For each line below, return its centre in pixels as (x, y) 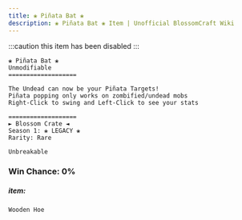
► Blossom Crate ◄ (39, 124)
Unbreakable (28, 152)
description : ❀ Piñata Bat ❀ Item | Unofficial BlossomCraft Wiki (121, 23)
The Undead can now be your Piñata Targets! (84, 89)
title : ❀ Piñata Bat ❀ (46, 16)
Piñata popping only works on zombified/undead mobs (98, 96)
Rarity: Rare (30, 138)
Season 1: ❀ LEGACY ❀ (44, 130)
